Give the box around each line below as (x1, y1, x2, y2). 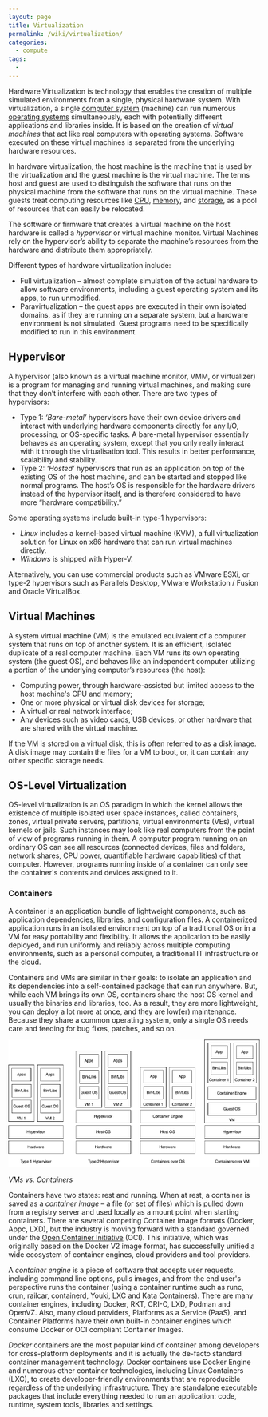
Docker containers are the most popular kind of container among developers (8, 1340, 260, 1350)
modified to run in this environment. (19, 326, 137, 336)
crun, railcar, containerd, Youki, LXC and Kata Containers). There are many (8, 1291, 254, 1300)
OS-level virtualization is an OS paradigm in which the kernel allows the (8, 800, 243, 810)
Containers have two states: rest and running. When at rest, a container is (8, 1190, 250, 1199)
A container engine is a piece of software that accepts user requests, (8, 1265, 235, 1275)
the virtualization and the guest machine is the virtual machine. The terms (8, 170, 250, 179)
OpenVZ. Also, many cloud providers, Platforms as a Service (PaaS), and (8, 1307, 247, 1317)
